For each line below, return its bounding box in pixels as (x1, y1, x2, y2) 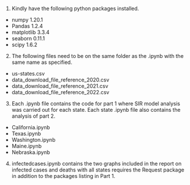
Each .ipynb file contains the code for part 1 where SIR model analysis (11, 100, 181, 107)
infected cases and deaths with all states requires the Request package (11, 166, 185, 173)
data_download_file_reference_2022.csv (11, 89, 110, 95)
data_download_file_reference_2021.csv (11, 83, 108, 90)
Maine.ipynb (11, 143, 42, 149)
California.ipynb (11, 124, 50, 131)
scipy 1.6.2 (11, 41, 38, 48)
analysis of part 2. (11, 112, 56, 119)
